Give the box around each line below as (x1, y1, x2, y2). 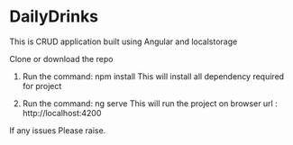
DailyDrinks (9, 6, 99, 27)
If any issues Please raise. (9, 124, 106, 136)
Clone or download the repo (9, 53, 114, 64)
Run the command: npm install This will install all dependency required (22, 70, 285, 82)
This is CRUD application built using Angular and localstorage (9, 36, 238, 47)
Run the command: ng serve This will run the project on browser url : (22, 97, 278, 109)
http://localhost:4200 (22, 107, 102, 118)
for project (22, 80, 62, 91)
